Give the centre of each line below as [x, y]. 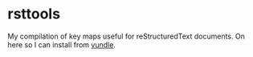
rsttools [34, 14]
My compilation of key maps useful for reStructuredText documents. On [126, 36]
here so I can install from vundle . [61, 44]
